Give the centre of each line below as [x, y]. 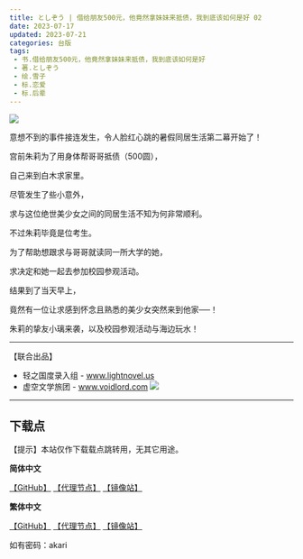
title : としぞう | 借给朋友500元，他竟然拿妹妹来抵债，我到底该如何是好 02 [136, 18]
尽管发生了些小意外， [49, 194]
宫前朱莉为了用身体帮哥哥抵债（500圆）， [86, 156]
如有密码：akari [38, 545]
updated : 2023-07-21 [48, 34]
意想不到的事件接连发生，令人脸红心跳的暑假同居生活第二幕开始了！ [136, 137]
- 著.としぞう [37, 69]
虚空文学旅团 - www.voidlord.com [85, 386]
